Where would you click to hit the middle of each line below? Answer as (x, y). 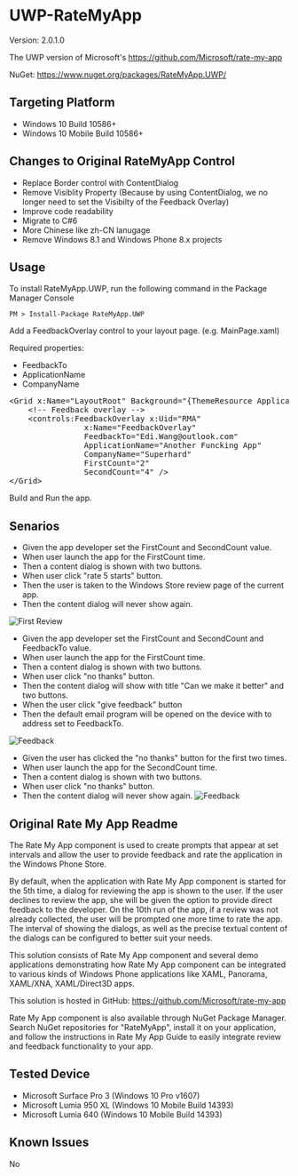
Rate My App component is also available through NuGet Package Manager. (148, 1018)
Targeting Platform (62, 103)
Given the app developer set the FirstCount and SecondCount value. (147, 548)
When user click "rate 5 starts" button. (92, 576)
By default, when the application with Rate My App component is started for (148, 881)
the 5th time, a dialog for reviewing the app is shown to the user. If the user (146, 891)
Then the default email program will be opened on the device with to (147, 714)
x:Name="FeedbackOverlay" (140, 428)
